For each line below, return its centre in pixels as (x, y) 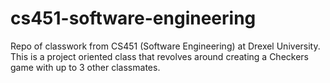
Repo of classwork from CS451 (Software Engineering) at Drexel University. (165, 46)
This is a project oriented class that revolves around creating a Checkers (159, 56)
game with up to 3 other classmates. (85, 67)
